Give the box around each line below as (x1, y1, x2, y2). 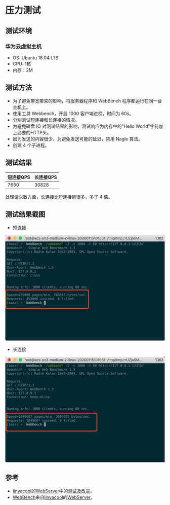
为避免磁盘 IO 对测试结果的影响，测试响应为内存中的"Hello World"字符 (12, 123, 159, 129)
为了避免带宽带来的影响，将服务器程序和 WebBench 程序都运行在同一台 (12, 97, 162, 104)
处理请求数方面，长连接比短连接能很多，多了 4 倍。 (5, 194, 113, 200)
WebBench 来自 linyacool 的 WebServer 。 (12, 494, 95, 500)
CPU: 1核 (12, 60, 31, 66)
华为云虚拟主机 (5, 43, 42, 50)
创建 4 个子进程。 (12, 142, 50, 148)
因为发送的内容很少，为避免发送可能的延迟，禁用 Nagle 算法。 (12, 135, 143, 142)
